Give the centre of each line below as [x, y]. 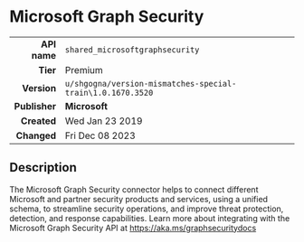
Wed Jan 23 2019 [104, 121]
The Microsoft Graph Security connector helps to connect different [134, 189]
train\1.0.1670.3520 [109, 93]
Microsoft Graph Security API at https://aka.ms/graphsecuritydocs [133, 228]
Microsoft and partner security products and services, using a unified [139, 199]
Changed [36, 135]
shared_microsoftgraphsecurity [132, 50]
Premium [84, 70]
